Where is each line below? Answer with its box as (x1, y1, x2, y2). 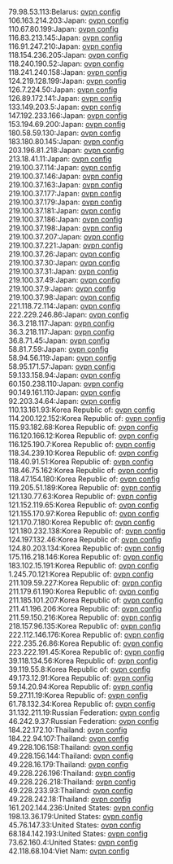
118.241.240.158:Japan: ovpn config (8, 68, 128, 77)
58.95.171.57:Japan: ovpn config (8, 362, 116, 371)
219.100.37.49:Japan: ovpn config (8, 275, 120, 284)
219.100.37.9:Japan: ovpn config (8, 284, 116, 293)
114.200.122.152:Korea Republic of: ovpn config (8, 414, 166, 423)
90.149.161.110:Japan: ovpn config (8, 388, 121, 397)
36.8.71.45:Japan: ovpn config (8, 336, 110, 345)
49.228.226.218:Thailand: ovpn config (8, 777, 136, 787)
